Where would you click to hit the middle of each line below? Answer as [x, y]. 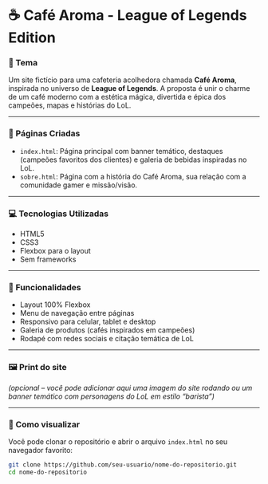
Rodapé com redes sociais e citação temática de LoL [106, 339]
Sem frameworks [48, 259]
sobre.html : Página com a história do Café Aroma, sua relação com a [133, 176]
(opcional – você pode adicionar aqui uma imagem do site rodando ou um [130, 388]
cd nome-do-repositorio [48, 472]
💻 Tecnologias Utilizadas [59, 214]
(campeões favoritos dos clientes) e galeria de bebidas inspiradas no [133, 159]
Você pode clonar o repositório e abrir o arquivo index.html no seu [118, 441]
